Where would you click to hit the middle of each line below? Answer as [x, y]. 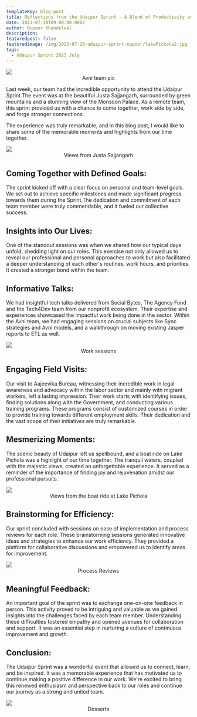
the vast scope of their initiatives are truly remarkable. [71, 421]
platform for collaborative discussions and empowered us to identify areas [96, 547]
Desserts [98, 709]
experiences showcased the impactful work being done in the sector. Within [98, 315]
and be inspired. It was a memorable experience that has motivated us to [94, 673]
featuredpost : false [31, 39]
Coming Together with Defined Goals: [76, 174]
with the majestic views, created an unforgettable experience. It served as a [98, 466]
